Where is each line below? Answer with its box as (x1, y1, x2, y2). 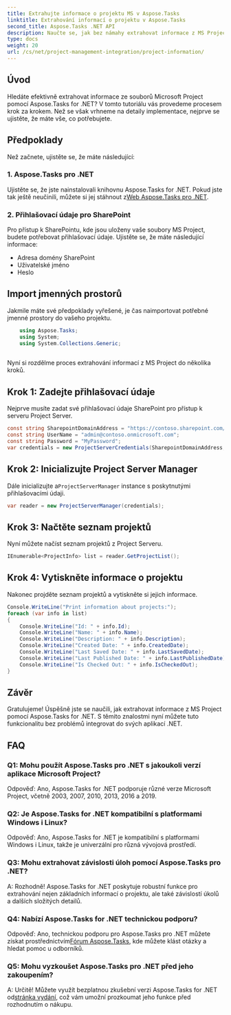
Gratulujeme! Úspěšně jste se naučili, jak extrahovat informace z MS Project (7, 705, 222, 713)
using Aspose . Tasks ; (19, 327, 78, 334)
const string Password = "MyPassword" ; (7, 438, 122, 444)
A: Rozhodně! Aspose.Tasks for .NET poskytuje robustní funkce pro (7, 882, 198, 890)
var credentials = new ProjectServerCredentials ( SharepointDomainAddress (7, 444, 223, 451)
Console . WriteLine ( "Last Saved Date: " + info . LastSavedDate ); (19, 648, 205, 655)
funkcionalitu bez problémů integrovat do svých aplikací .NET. (7, 719, 183, 728)
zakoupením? (7, 970, 54, 979)
